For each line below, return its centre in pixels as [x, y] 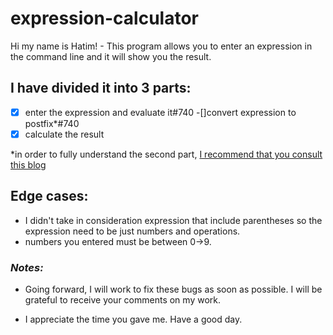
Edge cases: [49, 196]
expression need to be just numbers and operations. [132, 231]
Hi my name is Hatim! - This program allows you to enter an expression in [161, 46]
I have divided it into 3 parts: [101, 88]
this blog [28, 164]
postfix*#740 [52, 123]
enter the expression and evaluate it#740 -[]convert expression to [160, 112]
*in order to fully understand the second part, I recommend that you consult [166, 154]
